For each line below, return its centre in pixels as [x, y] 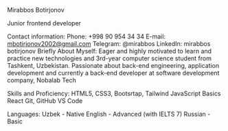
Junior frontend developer [44, 23]
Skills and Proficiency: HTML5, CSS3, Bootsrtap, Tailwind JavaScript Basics [114, 93]
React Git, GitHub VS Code [45, 101]
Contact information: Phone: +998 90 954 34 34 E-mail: [87, 36]
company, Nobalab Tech [42, 80]
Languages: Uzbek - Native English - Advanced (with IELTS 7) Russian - [109, 114]
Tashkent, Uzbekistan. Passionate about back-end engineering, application [113, 65]
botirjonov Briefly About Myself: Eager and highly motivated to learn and [109, 51]
